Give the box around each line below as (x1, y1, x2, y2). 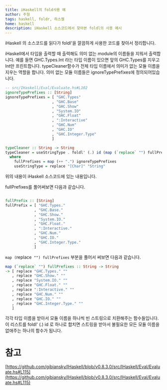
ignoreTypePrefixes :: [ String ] (5, 90, 72, 95)
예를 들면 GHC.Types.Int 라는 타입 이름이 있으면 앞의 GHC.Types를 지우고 (15, 57, 160, 63)
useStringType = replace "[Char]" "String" (14, 164, 106, 169)
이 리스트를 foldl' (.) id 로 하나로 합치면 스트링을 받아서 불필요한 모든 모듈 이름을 (5, 321, 160, 327)
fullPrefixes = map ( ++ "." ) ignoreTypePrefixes (14, 159, 117, 164)
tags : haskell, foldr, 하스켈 (5, 16, 65, 21)
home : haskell (5, 21, 35, 26)
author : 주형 (5, 12, 30, 17)
